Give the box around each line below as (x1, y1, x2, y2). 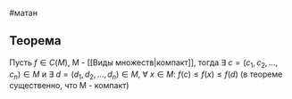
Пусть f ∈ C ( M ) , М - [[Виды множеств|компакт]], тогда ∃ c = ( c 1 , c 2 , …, (9, 57, 279, 70)
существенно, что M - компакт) (9, 80, 129, 91)
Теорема (9, 33, 62, 48)
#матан (9, 8, 38, 18)
